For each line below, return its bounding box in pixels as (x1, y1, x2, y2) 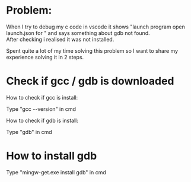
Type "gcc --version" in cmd (6, 105, 76, 113)
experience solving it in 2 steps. (6, 53, 84, 60)
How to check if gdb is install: (6, 117, 79, 124)
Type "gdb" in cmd (6, 128, 52, 135)
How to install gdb (6, 149, 97, 163)
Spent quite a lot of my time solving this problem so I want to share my (6, 47, 179, 54)
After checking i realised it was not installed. (6, 36, 114, 43)
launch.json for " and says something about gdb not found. (6, 29, 150, 36)
